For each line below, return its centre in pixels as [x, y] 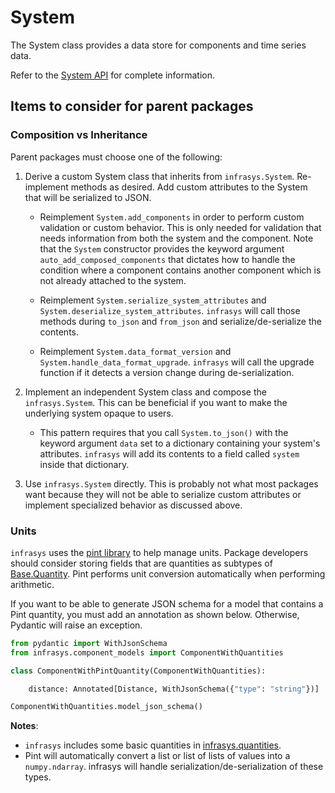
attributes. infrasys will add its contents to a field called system [169, 453]
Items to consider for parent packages [132, 106]
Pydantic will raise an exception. [76, 625]
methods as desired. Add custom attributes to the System [189, 187]
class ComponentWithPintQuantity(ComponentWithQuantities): [138, 671]
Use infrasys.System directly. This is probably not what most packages [171, 483]
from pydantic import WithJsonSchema [89, 643]
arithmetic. [32, 584]
